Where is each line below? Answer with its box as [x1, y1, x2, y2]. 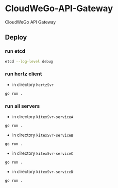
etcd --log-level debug [5, 59, 53, 64]
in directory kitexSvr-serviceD [12, 168, 74, 174]
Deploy [5, 33, 27, 42]
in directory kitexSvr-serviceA [12, 113, 74, 120]
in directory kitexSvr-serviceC [12, 150, 74, 156]
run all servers [5, 103, 40, 109]
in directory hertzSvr [12, 82, 54, 87]
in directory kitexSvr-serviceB [12, 132, 74, 138]
